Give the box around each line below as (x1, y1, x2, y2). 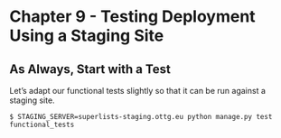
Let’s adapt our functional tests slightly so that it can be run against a (9, 86, 267, 96)
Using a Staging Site (9, 25, 164, 46)
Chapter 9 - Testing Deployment (9, 6, 256, 27)
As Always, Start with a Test (9, 61, 172, 77)
